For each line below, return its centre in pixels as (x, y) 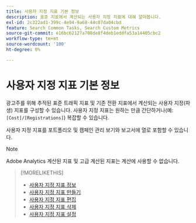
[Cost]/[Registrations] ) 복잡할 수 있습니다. (58, 117)
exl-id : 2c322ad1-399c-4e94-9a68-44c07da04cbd (64, 22)
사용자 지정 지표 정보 (53, 184)
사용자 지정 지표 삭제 (53, 207)
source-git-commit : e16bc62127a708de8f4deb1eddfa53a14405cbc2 (83, 33)
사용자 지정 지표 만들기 (55, 192)
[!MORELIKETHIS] (42, 173)
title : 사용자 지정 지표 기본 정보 (43, 11)
